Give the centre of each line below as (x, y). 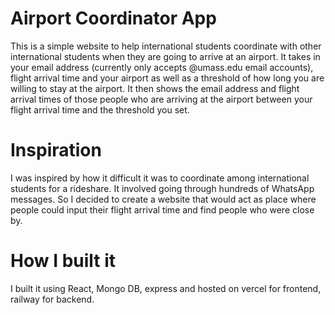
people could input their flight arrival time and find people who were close (162, 209)
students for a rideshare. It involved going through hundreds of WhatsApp (162, 188)
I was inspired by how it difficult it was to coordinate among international (160, 178)
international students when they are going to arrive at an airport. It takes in (165, 56)
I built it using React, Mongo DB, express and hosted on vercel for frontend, (166, 288)
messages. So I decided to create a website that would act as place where (163, 199)
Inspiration (56, 150)
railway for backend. (52, 299)
